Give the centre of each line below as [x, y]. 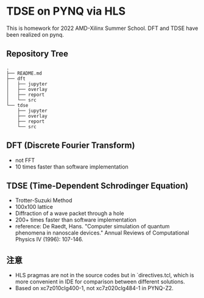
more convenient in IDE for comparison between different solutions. [100, 282]
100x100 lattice [34, 207]
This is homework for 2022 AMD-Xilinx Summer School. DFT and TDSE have [102, 28]
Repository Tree [37, 54]
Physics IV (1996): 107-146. [49, 239]
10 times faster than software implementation [72, 167]
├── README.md [24, 73]
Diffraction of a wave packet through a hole [69, 213]
